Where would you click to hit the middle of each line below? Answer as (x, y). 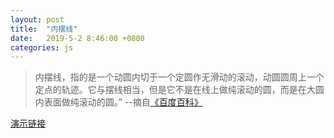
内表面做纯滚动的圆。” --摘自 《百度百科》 (118, 102)
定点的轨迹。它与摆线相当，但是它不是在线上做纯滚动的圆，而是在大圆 (179, 90)
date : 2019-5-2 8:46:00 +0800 (77, 38)
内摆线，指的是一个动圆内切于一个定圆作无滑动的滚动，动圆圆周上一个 (179, 77)
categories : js (42, 47)
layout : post (37, 19)
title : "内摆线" (44, 29)
